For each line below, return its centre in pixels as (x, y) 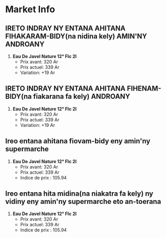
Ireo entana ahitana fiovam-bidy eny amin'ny (78, 141)
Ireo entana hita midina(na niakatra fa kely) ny (79, 194)
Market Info (30, 9)
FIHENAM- (144, 88)
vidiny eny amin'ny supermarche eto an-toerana (83, 202)
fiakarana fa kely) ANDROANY (81, 97)
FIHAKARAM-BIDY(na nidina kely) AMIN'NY (76, 36)
